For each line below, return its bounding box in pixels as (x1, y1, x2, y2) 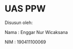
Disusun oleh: (4, 19, 33, 25)
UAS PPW (4, 3, 46, 14)
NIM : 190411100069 (4, 38, 46, 45)
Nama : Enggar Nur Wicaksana (4, 29, 68, 35)
